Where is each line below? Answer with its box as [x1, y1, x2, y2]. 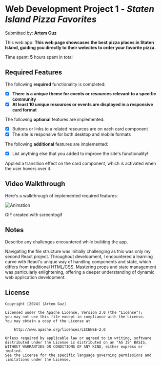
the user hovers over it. [5, 166, 52, 172]
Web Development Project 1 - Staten [5, 3, 155, 15]
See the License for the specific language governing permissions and [5, 353, 152, 358]
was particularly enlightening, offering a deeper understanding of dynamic [5, 269, 155, 275]
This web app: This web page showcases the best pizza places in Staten [5, 39, 155, 45]
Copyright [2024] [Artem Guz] [5, 301, 67, 306]
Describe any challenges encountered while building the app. [5, 238, 128, 245]
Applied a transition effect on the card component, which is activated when [5, 160, 156, 167]
